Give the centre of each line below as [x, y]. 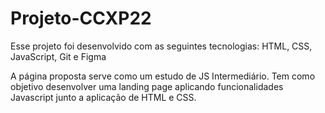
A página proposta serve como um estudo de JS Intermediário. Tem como [163, 76]
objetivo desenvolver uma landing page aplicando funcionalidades [147, 86]
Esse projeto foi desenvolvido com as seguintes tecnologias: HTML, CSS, [161, 46]
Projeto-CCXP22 [81, 18]
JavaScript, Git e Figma [58, 56]
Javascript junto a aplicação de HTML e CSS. [103, 97]
